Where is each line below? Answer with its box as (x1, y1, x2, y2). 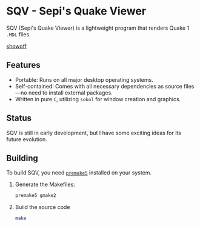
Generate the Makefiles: (15, 181, 76, 188)
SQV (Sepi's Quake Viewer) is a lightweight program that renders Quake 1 (6, 24, 190, 32)
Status (6, 113, 32, 124)
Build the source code (15, 204, 70, 211)
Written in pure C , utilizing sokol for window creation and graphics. (15, 95, 181, 102)
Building (6, 153, 38, 163)
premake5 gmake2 (15, 193, 56, 199)
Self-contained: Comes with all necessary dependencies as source (15, 82, 183, 90)
